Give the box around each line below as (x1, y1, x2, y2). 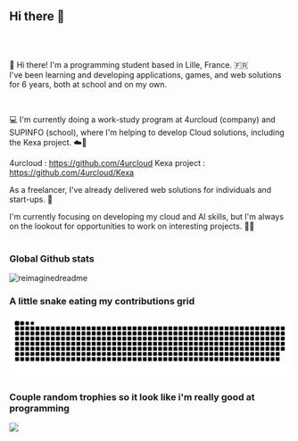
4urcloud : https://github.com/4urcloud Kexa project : (9, 157, 206, 168)
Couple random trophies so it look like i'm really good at (9, 391, 256, 404)
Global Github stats (9, 252, 95, 264)
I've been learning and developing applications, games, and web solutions (9, 69, 282, 80)
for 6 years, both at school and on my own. (9, 79, 168, 89)
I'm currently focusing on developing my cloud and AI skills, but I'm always (9, 211, 284, 221)
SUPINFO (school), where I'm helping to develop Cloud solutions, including (9, 127, 286, 137)
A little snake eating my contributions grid (9, 295, 195, 308)
